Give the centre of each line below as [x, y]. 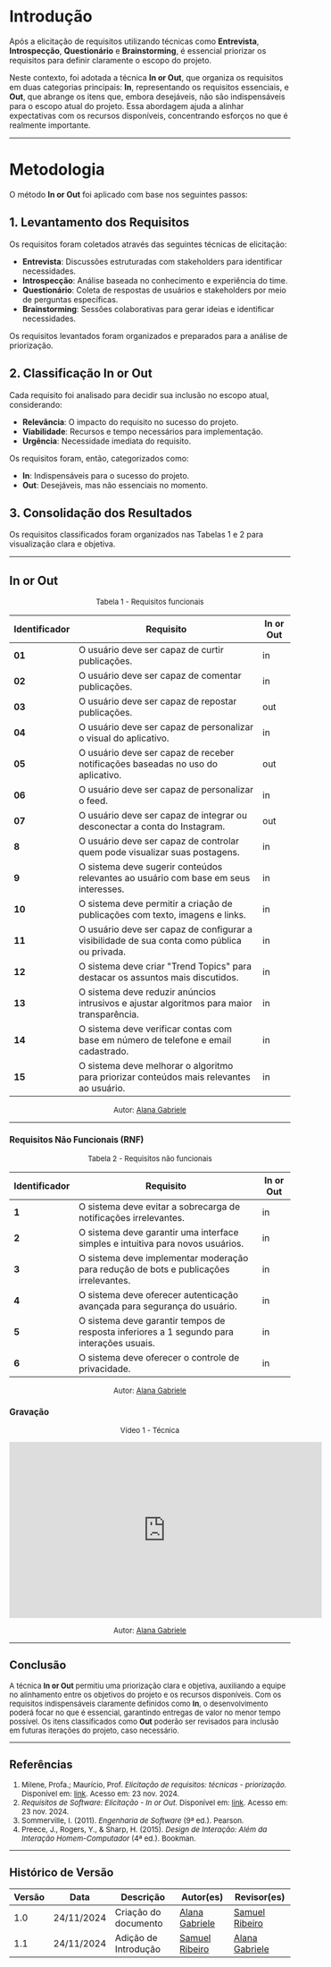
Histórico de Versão [62, 1873]
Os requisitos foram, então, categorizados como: [99, 458]
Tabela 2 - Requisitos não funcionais [150, 1158]
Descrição [142, 1896]
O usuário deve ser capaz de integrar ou [163, 816]
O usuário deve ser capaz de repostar [158, 701]
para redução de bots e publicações [154, 1269]
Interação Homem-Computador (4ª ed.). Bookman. [109, 1839]
